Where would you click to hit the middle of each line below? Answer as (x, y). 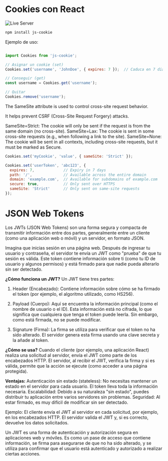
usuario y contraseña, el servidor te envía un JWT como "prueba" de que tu (83, 253)
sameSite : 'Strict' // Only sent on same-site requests (75, 189)
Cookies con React (45, 9)
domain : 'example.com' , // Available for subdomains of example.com (83, 179)
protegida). (17, 371)
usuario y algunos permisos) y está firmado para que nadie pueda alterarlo (82, 264)
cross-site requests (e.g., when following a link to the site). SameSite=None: (83, 136)
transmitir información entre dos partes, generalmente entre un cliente (77, 233)
